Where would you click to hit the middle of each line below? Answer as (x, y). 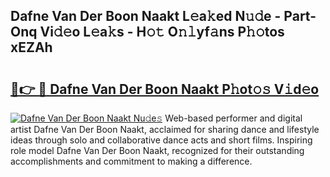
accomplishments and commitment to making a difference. (131, 161)
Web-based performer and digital (233, 118)
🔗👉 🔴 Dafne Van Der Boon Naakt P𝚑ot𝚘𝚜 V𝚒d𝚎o (165, 89)
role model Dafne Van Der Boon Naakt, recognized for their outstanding (157, 150)
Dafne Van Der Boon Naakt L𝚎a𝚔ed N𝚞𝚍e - (146, 16)
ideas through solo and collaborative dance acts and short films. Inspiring (161, 140)
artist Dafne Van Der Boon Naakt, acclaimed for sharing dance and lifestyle (165, 129)
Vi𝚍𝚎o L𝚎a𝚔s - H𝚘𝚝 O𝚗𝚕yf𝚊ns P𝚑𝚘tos (162, 32)
